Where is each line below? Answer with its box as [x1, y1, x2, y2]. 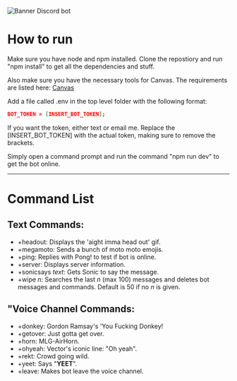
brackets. [7, 138, 35, 147]
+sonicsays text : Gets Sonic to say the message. [17, 267, 159, 276]
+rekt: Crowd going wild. [17, 351, 90, 360]
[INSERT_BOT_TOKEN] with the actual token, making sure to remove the [7, 131, 216, 139]
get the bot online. [7, 159, 61, 168]
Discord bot [36, 7, 71, 15]
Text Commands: [7, 219, 85, 231]
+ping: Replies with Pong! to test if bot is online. [17, 253, 157, 261]
